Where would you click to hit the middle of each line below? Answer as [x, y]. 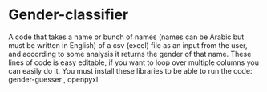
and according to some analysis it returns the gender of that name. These [130, 54]
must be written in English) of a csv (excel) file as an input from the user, [128, 45]
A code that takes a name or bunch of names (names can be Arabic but [126, 37]
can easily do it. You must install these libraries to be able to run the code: [130, 70]
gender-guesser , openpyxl [53, 79]
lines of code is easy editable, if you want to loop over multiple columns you [133, 62]
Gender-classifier [69, 15]
